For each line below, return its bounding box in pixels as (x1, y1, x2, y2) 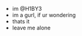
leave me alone (12, 24, 51, 31)
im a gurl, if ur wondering (12, 11, 76, 19)
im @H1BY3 (12, 5, 42, 12)
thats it (12, 18, 30, 25)
